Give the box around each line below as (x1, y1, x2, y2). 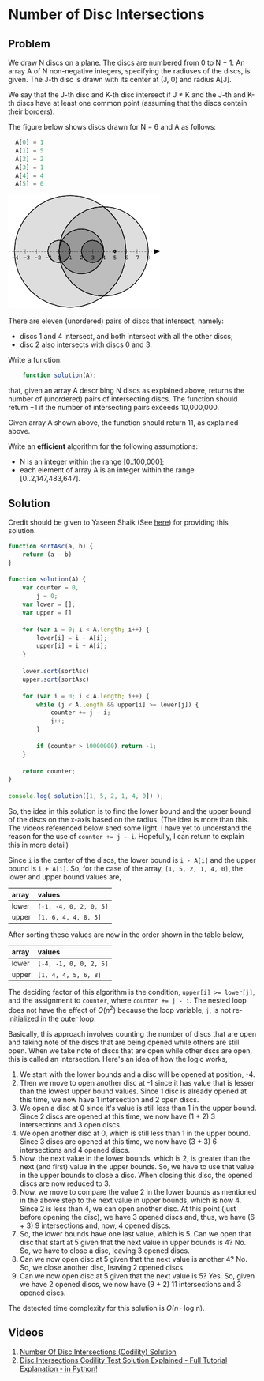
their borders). (8, 107, 55, 116)
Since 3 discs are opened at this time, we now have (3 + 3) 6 (19, 1136, 218, 1146)
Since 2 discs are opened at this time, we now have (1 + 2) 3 (19, 1112, 215, 1121)
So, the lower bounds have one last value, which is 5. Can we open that (19, 1229, 251, 1238)
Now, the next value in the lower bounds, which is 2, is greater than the (19, 1153, 251, 1163)
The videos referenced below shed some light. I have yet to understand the (8, 823, 252, 833)
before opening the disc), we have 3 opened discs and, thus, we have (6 (19, 1212, 255, 1221)
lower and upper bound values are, (8, 872, 122, 882)
